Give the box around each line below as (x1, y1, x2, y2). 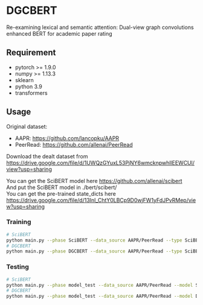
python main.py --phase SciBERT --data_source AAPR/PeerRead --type (6, 237, 182, 243)
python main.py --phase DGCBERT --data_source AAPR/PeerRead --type (6, 248, 182, 254)
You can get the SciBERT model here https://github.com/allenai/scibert (6, 177, 182, 184)
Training (6, 218, 31, 226)
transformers (14, 89, 48, 97)
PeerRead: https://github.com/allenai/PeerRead (14, 141, 133, 148)
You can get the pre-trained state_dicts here (6, 190, 116, 197)
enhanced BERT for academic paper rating (6, 30, 113, 37)
